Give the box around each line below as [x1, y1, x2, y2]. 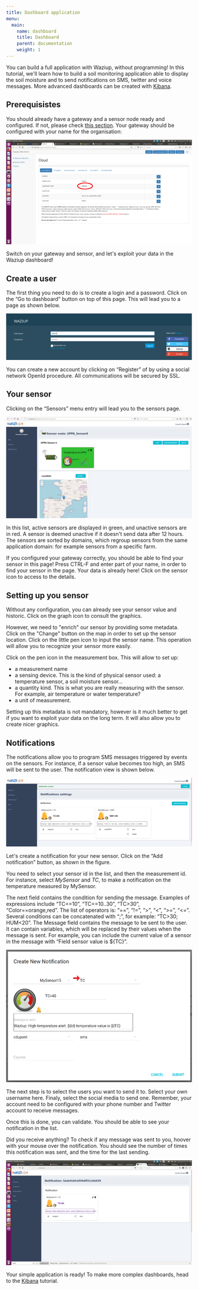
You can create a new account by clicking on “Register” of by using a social [6, 366, 190, 373]
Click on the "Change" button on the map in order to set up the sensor [6, 630, 177, 637]
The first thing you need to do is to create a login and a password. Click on [6, 289, 187, 296]
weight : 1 [16, 47, 41, 53]
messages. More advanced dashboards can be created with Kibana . [6, 83, 172, 90]
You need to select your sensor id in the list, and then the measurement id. [6, 870, 187, 877]
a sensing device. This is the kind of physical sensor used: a [14, 672, 161, 679]
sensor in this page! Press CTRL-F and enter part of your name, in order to [6, 561, 187, 568]
